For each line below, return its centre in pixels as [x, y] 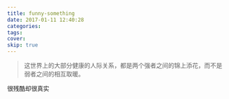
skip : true [23, 45]
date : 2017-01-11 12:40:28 [46, 20]
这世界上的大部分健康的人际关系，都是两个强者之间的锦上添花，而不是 [123, 65]
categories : [24, 26]
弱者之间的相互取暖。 [54, 74]
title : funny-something [41, 13]
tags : [15, 32]
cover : [16, 39]
